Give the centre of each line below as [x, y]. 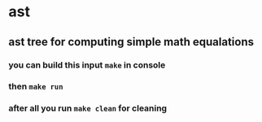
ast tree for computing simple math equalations [131, 42]
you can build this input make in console [87, 65]
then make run [36, 86]
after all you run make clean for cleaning [88, 108]
